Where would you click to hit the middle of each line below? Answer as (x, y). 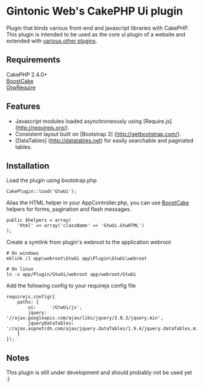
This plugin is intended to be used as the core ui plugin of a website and (96, 34)
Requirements (33, 60)
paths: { (28, 302)
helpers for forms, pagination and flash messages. (69, 209)
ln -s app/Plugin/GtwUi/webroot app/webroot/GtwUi (71, 275)
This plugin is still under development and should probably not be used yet (99, 373)
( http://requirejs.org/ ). (42, 127)
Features (23, 106)
